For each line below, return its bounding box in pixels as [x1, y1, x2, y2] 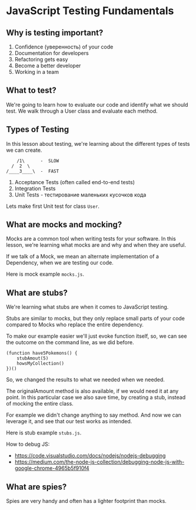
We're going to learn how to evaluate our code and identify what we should [6, 101, 188, 108]
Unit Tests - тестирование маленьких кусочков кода [14, 191, 147, 198]
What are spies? [6, 482, 67, 492]
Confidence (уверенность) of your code [14, 43, 114, 50]
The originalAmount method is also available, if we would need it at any [6, 388, 179, 395]
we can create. [6, 146, 42, 153]
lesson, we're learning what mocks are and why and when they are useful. [6, 241, 187, 249]
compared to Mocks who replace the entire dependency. [6, 321, 144, 328]
